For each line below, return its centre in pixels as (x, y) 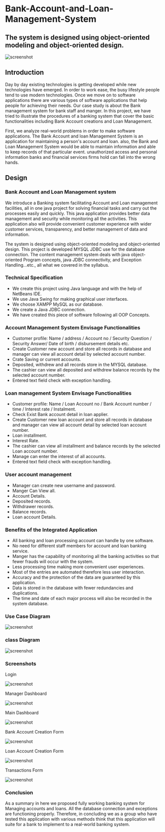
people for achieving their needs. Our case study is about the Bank (73, 105)
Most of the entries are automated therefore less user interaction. (79, 572)
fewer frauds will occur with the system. (53, 561)
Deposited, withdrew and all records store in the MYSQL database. (80, 365)
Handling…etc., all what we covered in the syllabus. (57, 265)
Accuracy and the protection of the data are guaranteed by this (76, 577)
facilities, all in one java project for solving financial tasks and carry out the (81, 208)
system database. (30, 603)
